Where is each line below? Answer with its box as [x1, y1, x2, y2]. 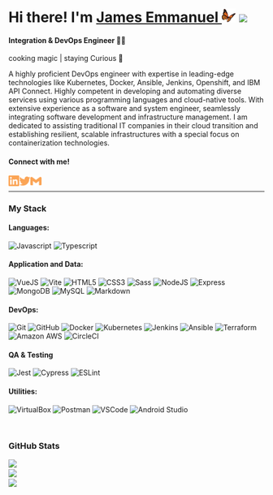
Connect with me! [8, 157, 71, 166]
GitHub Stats [8, 441, 60, 452]
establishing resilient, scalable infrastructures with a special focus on [8, 130, 240, 140]
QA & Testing [8, 350, 54, 359]
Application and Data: [8, 260, 84, 269]
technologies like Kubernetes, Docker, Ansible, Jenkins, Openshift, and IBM [8, 78, 261, 88]
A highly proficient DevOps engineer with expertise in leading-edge [8, 69, 234, 79]
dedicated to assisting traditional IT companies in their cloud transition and [8, 121, 258, 131]
